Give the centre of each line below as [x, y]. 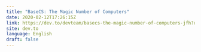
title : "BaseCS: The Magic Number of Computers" [68, 12]
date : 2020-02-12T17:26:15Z [41, 17]
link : [13, 23]
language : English [29, 34]
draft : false [22, 39]
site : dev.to [22, 28]
